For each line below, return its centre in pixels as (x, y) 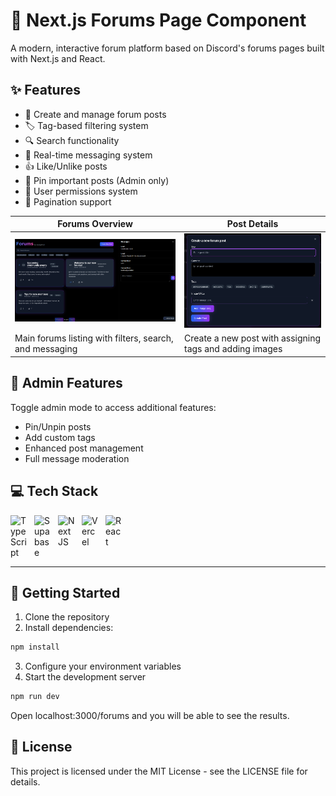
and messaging (46, 349)
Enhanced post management (84, 448)
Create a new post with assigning (252, 338)
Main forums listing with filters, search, (94, 338)
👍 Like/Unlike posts (66, 166)
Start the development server (85, 677)
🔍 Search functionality (72, 140)
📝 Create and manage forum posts (95, 114)
